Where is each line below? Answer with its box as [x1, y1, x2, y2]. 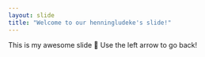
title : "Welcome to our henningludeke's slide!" [8, 19, 172, 27]
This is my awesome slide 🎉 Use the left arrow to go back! [8, 40, 198, 49]
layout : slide [8, 11, 55, 20]
